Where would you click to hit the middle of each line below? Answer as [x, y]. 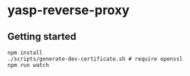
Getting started [42, 37]
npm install [25, 53]
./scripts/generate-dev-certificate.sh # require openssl [95, 59]
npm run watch [28, 65]
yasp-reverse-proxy [69, 10]
